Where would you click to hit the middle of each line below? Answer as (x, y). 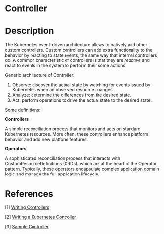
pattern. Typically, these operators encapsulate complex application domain (82, 169)
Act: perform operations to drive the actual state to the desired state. (82, 100)
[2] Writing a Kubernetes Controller (41, 217)
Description (30, 31)
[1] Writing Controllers (27, 207)
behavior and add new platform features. (47, 139)
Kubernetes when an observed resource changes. (63, 90)
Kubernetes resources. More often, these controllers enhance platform (77, 134)
